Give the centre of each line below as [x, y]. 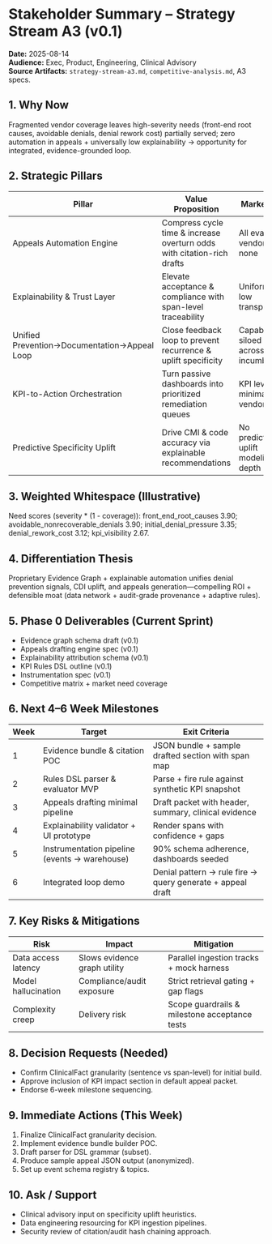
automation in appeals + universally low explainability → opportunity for [127, 142]
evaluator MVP [71, 789]
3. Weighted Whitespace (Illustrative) [104, 496]
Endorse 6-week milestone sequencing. [87, 1090]
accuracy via [186, 442]
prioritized [181, 394]
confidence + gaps [189, 836]
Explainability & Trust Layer [64, 297]
